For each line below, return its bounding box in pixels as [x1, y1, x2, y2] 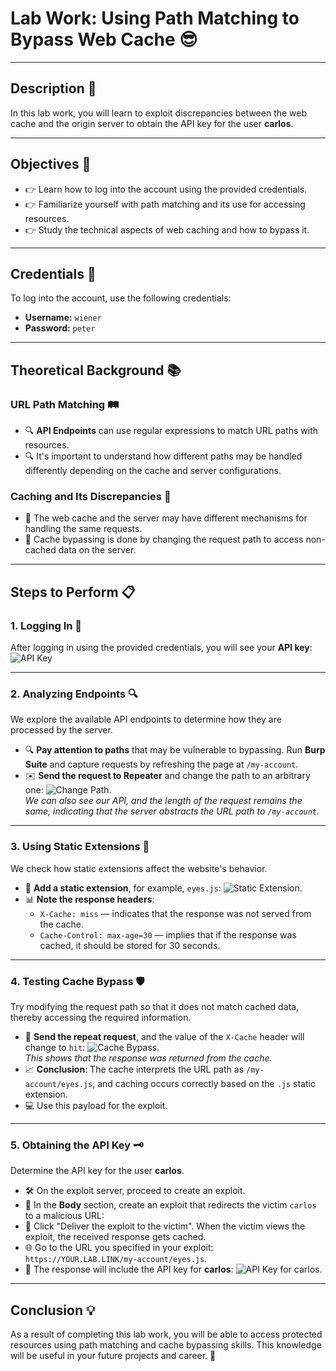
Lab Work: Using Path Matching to [10, 7, 300, 30]
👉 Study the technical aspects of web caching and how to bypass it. [24, 223, 310, 236]
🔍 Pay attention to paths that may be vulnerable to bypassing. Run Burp [24, 744, 326, 756]
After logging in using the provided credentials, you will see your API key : [10, 642, 313, 654]
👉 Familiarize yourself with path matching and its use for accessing [24, 198, 306, 210]
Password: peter [24, 322, 96, 334]
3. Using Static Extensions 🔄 [10, 840, 150, 854]
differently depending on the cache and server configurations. [24, 465, 282, 477]
